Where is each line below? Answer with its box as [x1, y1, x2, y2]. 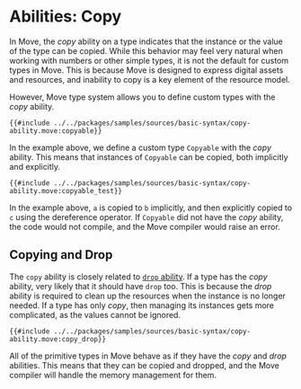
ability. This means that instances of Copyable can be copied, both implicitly [9, 151, 289, 163]
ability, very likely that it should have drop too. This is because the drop [9, 280, 272, 291]
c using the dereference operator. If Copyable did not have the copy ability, [9, 211, 284, 222]
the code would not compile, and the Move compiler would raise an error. [9, 221, 280, 232]
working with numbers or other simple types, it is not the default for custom [9, 55, 289, 66]
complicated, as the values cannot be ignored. [9, 309, 181, 320]
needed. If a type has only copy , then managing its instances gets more [9, 299, 275, 311]
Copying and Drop [9, 247, 113, 262]
